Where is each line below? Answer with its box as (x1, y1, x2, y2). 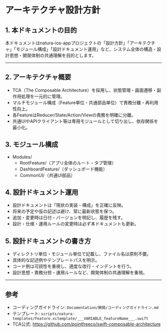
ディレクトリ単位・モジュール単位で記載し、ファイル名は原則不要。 (12, 251, 152, 257)
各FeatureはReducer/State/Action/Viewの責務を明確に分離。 (12, 112, 136, 118)
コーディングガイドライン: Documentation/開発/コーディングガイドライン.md (12, 304, 159, 311)
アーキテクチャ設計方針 (5, 4, 101, 16)
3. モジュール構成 (5, 140, 58, 149)
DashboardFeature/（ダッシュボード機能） (19, 166, 108, 172)
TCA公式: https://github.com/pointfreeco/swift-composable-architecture (12, 321, 161, 327)
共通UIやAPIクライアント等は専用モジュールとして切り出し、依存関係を (12, 118, 159, 124)
